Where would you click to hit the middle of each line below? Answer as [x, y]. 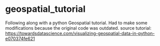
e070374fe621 [20, 39]
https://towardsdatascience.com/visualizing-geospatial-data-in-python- [80, 33]
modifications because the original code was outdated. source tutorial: [78, 28]
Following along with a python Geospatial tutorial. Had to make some [76, 23]
